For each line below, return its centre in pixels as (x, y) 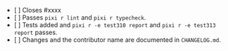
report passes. (36, 32)
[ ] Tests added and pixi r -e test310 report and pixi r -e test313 (115, 25)
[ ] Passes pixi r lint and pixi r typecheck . (80, 17)
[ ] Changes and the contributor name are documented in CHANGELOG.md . (118, 40)
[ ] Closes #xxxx (38, 10)
